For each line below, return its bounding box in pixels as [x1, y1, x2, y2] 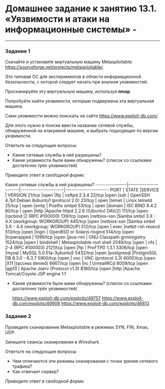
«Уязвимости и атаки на [5, 13, 110, 25]
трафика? [12, 363, 32, 369]
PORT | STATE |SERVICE [110, 187, 160, 193]
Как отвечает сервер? [12, 368, 59, 374]
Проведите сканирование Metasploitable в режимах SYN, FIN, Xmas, [5, 324, 149, 330]
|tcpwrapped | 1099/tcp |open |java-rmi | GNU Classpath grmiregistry [5, 234, 146, 240]
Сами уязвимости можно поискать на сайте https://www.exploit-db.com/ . [5, 113, 159, 119]
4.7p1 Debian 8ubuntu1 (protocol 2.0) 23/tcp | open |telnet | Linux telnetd [5, 197, 152, 203]
